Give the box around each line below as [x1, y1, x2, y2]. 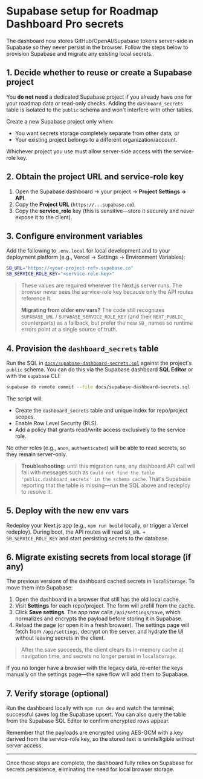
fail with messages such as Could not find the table [21, 468, 155, 476]
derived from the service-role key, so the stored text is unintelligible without [6, 735, 195, 743]
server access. [6, 742, 43, 749]
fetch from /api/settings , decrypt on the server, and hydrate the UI [14, 628, 184, 635]
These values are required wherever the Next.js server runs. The [21, 282, 182, 289]
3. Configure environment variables [6, 231, 143, 241]
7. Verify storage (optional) [6, 688, 109, 698]
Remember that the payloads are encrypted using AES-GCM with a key [6, 729, 183, 737]
